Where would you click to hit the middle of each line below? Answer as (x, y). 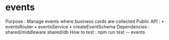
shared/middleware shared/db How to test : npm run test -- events (75, 32)
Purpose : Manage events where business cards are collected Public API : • (85, 21)
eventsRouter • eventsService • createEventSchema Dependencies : (77, 26)
